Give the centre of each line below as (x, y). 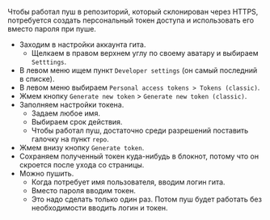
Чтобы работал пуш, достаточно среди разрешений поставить (140, 130)
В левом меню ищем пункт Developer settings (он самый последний (138, 70)
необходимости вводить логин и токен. (99, 208)
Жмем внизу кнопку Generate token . (82, 148)
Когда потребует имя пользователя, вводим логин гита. (128, 182)
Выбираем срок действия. (77, 122)
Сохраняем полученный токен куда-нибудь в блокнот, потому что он (139, 156)
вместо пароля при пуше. (52, 29)
